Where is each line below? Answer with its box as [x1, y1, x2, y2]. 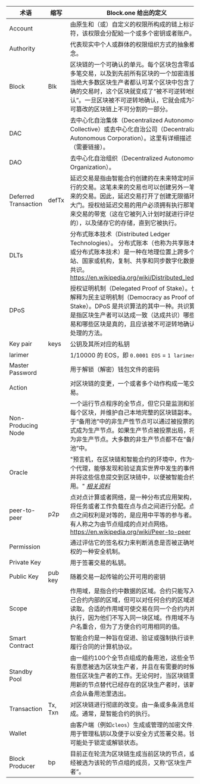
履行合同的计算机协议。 [70, 642, 136, 651]
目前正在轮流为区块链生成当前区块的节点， [70, 749, 189, 758]
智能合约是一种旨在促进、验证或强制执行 [70, 634, 183, 642]
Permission [9, 542, 40, 551]
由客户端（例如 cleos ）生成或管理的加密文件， [70, 721, 199, 729]
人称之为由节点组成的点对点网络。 [76, 520, 171, 528]
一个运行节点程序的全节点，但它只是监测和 [70, 400, 189, 407]
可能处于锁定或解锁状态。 [70, 739, 142, 747]
